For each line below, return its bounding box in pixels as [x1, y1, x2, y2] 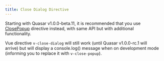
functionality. [5, 30, 32, 36]
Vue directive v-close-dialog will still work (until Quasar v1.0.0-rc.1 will [5, 40, 147, 46]
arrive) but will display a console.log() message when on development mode [5, 45, 159, 51]
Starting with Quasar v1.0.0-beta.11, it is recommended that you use [5, 20, 141, 26]
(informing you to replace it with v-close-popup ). [5, 50, 102, 56]
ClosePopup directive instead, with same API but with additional [5, 25, 134, 31]
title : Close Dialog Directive [5, 7, 69, 12]
